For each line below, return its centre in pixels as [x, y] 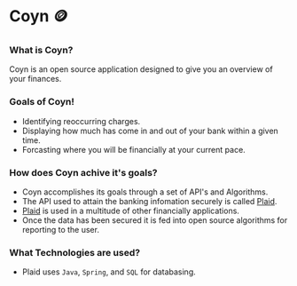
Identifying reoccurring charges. [81, 121]
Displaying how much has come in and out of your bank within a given [150, 131]
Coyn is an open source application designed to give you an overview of [141, 69]
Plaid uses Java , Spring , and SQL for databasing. [109, 272]
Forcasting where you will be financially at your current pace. [133, 149]
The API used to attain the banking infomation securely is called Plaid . [149, 202]
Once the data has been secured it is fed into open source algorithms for [155, 220]
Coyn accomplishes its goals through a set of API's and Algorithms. [145, 192]
